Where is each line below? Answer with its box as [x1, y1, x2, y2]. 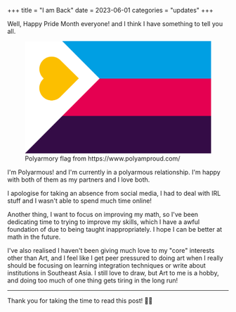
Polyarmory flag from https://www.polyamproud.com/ [25, 154, 181, 163]
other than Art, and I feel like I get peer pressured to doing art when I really [7, 254, 223, 262]
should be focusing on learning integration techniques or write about [7, 261, 206, 270]
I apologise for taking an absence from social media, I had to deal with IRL [7, 189, 221, 197]
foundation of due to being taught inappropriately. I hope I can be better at [7, 225, 223, 233]
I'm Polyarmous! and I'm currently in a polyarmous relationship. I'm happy [7, 168, 221, 176]
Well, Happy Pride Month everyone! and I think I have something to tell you [7, 20, 223, 27]
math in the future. [7, 232, 61, 241]
